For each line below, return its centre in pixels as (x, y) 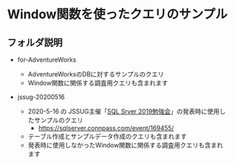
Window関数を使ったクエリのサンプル (117, 14)
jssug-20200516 (41, 97)
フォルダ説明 (35, 42)
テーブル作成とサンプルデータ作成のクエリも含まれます (107, 136)
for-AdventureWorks (47, 60)
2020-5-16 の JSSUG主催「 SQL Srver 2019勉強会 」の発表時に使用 (124, 111)
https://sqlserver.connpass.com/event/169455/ (106, 128)
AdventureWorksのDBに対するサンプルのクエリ (96, 74)
